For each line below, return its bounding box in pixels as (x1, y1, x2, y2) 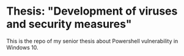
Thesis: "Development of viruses (6, 4, 178, 18)
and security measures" (6, 17, 132, 31)
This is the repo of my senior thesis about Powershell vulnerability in (6, 37, 178, 44)
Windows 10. (6, 44, 39, 51)
